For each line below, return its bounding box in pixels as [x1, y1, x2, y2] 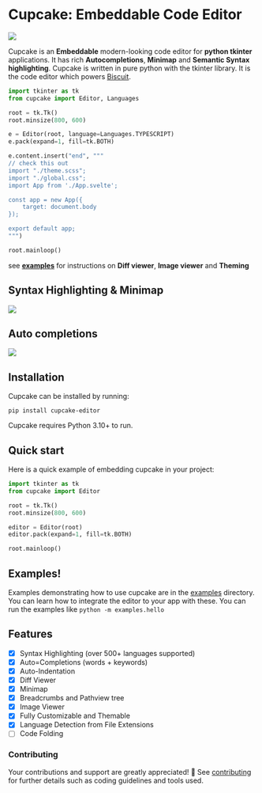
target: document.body [22, 203, 97, 211]
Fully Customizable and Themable [19, 711, 130, 721]
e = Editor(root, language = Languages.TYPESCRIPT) [8, 131, 175, 138]
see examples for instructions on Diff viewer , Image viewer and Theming [8, 260, 250, 270]
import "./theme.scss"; [8, 166, 87, 175]
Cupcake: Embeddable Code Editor [8, 6, 242, 24]
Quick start [8, 443, 65, 457]
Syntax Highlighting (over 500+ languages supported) [19, 648, 196, 658]
